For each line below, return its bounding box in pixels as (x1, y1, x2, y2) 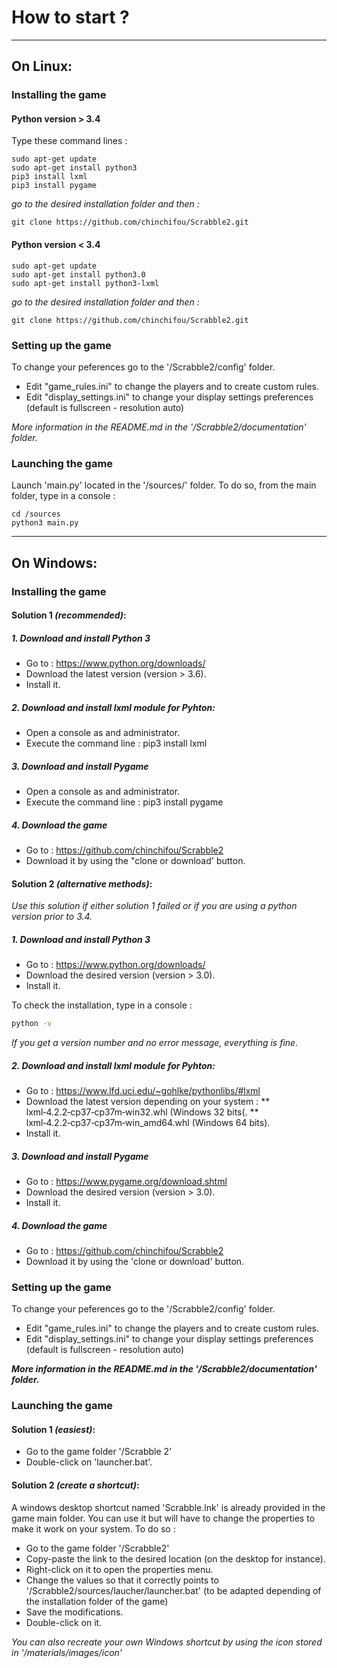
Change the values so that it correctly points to (25, 1574, 219, 1586)
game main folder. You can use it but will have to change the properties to (11, 1512, 316, 1524)
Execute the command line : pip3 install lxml (25, 737, 208, 750)
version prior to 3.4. (11, 911, 93, 923)
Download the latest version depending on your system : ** (25, 1096, 271, 1108)
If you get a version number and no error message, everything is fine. (11, 1037, 299, 1049)
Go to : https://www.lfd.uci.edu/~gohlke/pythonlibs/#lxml (25, 1085, 261, 1097)
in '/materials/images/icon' (11, 1646, 123, 1658)
